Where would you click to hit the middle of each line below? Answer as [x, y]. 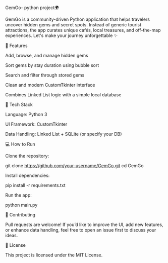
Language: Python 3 [26, 114]
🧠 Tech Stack [19, 104]
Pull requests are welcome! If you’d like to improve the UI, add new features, [84, 224]
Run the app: [18, 195]
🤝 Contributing [20, 215]
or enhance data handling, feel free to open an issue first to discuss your [81, 230]
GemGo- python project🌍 [32, 8]
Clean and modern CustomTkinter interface [50, 85]
